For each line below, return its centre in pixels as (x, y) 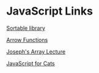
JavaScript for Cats (31, 63)
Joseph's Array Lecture (36, 51)
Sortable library (26, 28)
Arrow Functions (27, 40)
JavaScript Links (50, 11)
